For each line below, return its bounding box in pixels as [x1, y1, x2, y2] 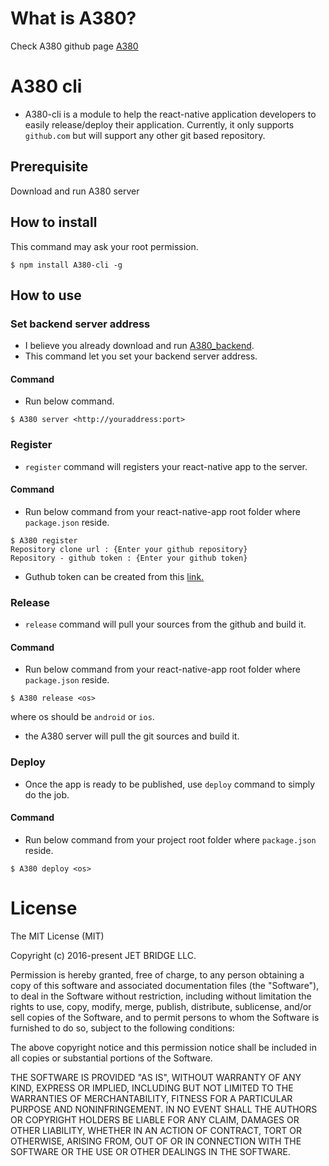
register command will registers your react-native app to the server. [24, 460, 308, 472]
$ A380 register [10, 535, 78, 546]
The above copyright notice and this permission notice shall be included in [10, 1041, 317, 1053]
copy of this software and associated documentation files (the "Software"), [10, 979, 320, 991]
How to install [10, 214, 98, 231]
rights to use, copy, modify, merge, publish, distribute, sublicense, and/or [10, 1000, 312, 1012]
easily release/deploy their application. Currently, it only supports [24, 118, 295, 131]
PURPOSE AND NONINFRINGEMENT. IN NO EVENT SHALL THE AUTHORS [10, 1103, 318, 1115]
